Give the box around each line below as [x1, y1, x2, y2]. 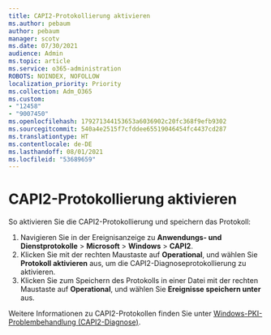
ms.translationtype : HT [8, 132, 89, 140]
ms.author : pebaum [8, 19, 71, 28]
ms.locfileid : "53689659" [8, 155, 96, 163]
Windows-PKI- [213, 309, 263, 319]
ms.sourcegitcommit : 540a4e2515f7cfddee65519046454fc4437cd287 [8, 125, 227, 133]
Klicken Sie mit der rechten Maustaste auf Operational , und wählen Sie [19, 250, 258, 260]
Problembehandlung [8, 317, 77, 327]
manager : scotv [8, 34, 60, 43]
